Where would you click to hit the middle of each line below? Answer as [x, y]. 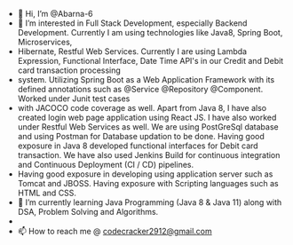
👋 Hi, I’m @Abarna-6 [55, 14]
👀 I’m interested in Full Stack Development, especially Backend [132, 23]
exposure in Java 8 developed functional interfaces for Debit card [138, 146]
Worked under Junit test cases [74, 99]
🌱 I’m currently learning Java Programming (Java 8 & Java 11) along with [150, 202]
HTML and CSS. [47, 193]
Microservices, [45, 42]
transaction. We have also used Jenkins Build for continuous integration [149, 155]
